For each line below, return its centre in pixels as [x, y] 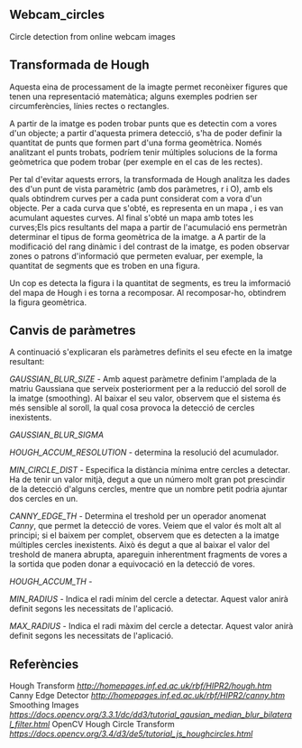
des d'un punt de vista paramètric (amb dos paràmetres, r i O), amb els [141, 189]
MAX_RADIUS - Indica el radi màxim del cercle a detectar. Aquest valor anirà [151, 626]
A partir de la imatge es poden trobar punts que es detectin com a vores [143, 123]
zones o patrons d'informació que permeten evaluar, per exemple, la [136, 255]
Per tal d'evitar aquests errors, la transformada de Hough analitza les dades [150, 179]
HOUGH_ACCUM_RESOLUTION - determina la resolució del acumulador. [144, 452]
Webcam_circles [57, 15]
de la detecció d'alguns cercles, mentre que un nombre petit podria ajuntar [148, 489]
